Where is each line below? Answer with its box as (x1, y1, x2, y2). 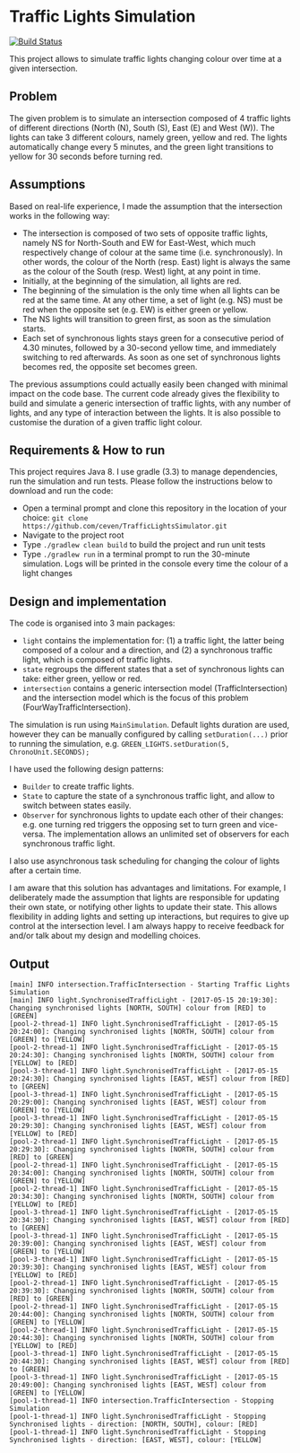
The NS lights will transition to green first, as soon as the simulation (21, 313, 271, 324)
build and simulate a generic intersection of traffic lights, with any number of (9, 398, 291, 408)
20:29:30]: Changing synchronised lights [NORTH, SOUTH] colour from (9, 1145, 275, 1154)
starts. (21, 323, 47, 334)
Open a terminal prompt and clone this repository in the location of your (21, 503, 287, 513)
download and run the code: (9, 486, 114, 496)
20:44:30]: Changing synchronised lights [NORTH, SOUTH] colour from (9, 1334, 275, 1343)
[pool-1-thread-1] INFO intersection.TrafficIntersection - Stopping (9, 1396, 275, 1405)
